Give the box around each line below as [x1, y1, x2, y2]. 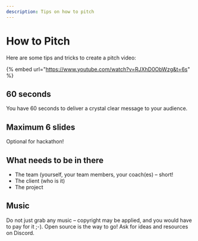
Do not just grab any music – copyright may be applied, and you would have [6, 217, 192, 224]
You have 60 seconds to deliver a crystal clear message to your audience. [6, 105, 188, 112]
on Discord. [6, 229, 34, 236]
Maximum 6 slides [6, 122, 76, 132]
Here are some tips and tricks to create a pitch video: [6, 54, 137, 61]
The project [14, 184, 43, 190]
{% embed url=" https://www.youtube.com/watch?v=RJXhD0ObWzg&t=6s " [6, 65, 190, 73]
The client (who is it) [14, 177, 65, 184]
